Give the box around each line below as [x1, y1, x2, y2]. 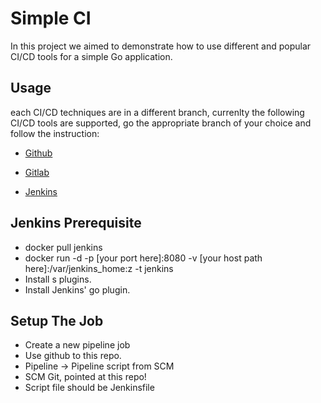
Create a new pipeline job [24, 339, 131, 351]
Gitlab [24, 166, 50, 178]
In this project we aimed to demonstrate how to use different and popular [10, 40, 312, 52]
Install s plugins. [24, 273, 92, 285]
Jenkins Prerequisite [10, 215, 142, 232]
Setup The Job [10, 312, 104, 329]
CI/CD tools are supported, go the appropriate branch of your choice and [10, 117, 312, 129]
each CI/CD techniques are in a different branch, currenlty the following [10, 106, 305, 118]
